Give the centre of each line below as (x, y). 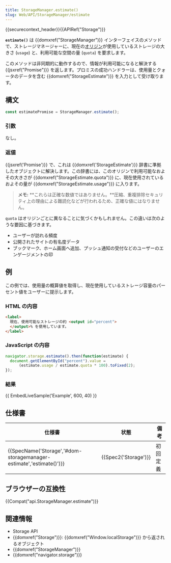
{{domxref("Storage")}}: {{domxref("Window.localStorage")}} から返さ (86, 537)
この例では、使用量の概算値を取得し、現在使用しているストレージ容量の (81, 285)
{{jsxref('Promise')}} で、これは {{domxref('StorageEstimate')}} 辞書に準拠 (83, 165)
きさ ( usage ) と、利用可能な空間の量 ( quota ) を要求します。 (67, 52)
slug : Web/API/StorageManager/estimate (48, 15)
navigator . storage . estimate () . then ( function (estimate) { (67, 356)
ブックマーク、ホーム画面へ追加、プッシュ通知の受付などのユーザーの (86, 248)
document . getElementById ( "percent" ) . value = (58, 361)
